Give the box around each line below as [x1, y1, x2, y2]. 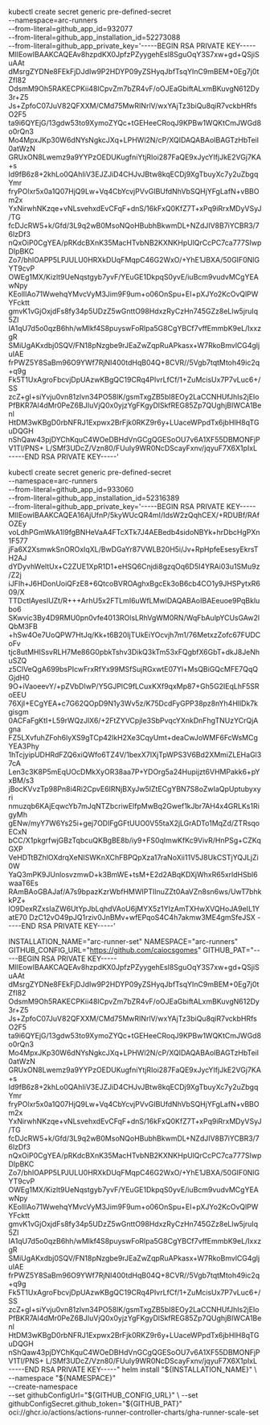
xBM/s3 [8, 776, 35, 785]
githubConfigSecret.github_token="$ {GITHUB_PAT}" [8, 1399, 183, 1408]
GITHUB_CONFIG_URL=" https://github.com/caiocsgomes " [8, 946, 202, 955]
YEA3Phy [8, 741, 40, 751]
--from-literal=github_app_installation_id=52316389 [8, 493, 180, 503]
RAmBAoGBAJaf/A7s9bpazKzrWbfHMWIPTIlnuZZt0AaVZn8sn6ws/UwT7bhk [8, 887, 262, 897]
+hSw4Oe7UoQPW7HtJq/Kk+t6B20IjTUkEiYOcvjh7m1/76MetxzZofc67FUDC [8, 630, 261, 640]
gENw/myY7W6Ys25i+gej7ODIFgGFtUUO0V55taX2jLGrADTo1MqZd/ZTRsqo [8, 818, 260, 828]
